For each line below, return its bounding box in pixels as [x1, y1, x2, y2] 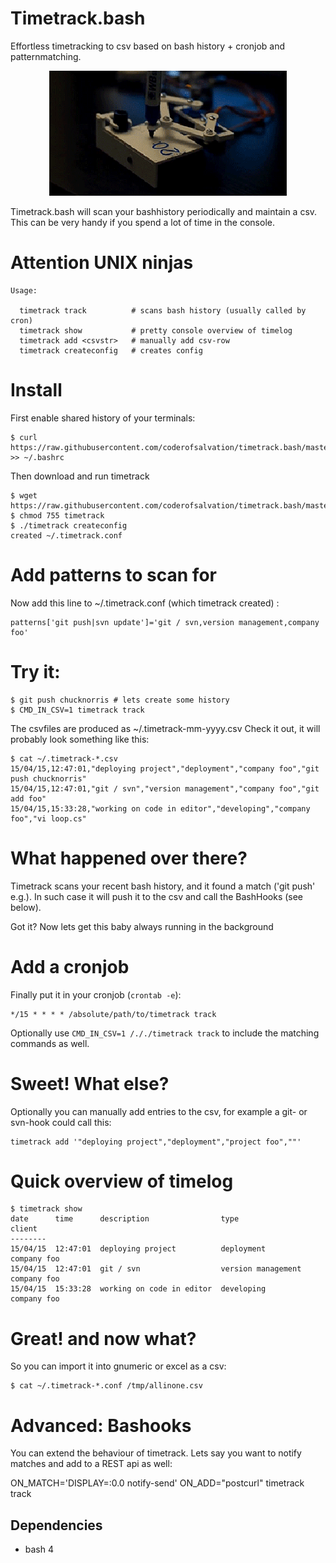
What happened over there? [10, 847, 248, 869]
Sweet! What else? [10, 1072, 170, 1095]
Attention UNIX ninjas [10, 252, 194, 274]
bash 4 [24, 1543, 55, 1556]
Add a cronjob [10, 955, 130, 978]
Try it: [10, 660, 61, 683]
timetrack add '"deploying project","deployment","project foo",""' [10, 1137, 302, 1147]
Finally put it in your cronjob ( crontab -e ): [10, 988, 182, 1001]
